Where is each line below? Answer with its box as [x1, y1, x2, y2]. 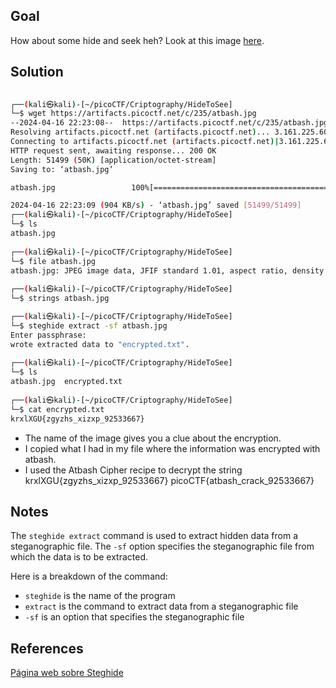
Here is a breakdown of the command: [10, 570, 168, 583]
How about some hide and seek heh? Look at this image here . [10, 34, 265, 46]
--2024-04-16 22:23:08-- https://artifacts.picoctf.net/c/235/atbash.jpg [10, 118, 329, 128]
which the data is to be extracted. [10, 551, 149, 563]
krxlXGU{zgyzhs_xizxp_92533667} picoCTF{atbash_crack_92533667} [24, 474, 315, 486]
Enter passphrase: [10, 330, 87, 340]
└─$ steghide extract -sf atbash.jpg [10, 320, 168, 331]
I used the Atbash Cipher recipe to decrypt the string [24, 464, 243, 476]
